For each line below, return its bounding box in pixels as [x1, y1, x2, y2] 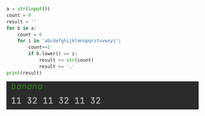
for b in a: [6, 25, 37, 31]
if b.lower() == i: [28, 51, 78, 57]
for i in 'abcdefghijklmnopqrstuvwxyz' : [17, 38, 121, 44]
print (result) [6, 70, 43, 76]
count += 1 [28, 44, 51, 50]
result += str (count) [38, 57, 95, 63]
